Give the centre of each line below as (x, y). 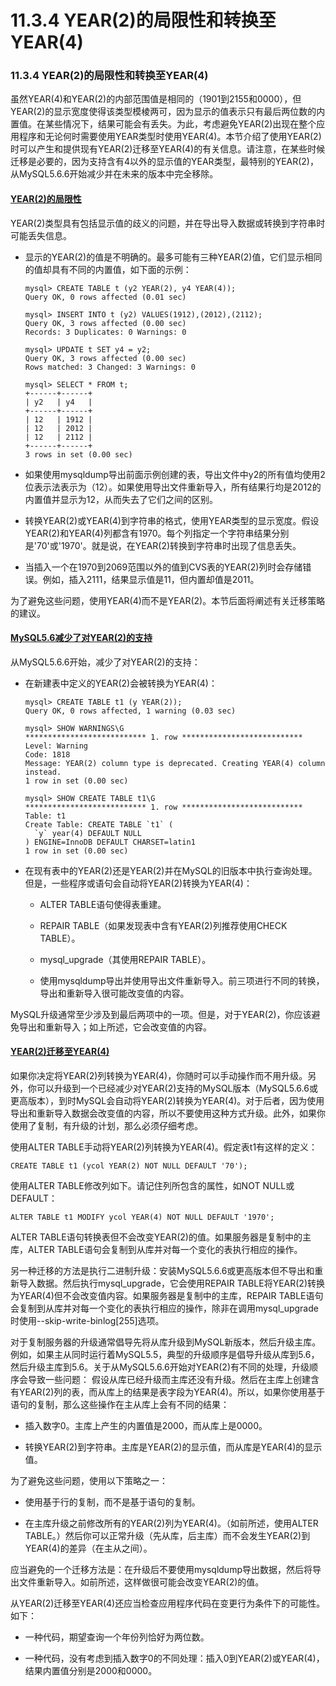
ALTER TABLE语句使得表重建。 (103, 904)
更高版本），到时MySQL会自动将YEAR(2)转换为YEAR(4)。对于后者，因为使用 (167, 1101)
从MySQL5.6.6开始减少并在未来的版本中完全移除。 (114, 174)
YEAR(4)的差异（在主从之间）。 (88, 1548)
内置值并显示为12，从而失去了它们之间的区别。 (121, 499)
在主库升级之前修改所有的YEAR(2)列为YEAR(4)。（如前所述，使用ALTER (171, 1523)
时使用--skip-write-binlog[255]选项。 (87, 1321)
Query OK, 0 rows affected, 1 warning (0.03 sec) (130, 711)
